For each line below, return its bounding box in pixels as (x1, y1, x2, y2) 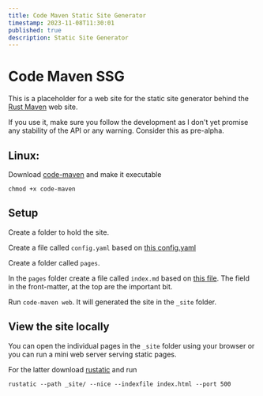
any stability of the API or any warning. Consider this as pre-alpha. (8, 126, 225, 135)
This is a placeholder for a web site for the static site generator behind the (8, 94, 249, 104)
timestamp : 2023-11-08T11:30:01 (8, 19, 115, 27)
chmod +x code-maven (8, 185, 77, 193)
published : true (8, 26, 62, 34)
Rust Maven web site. (8, 102, 78, 111)
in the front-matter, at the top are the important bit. (8, 281, 173, 291)
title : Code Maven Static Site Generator (8, 11, 147, 20)
